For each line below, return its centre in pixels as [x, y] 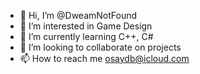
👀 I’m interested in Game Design [86, 26]
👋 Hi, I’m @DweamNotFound [78, 15]
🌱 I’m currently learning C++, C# [86, 36]
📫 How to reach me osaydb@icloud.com [104, 58]
